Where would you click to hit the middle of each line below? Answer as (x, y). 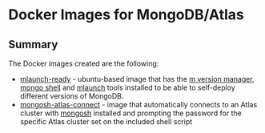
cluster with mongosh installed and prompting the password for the (130, 113)
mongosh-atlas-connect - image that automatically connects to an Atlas (139, 105)
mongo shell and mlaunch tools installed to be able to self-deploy (128, 87)
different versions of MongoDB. (72, 96)
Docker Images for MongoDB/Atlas (126, 15)
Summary (33, 44)
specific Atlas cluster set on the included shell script (106, 121)
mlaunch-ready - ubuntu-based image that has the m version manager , (137, 79)
